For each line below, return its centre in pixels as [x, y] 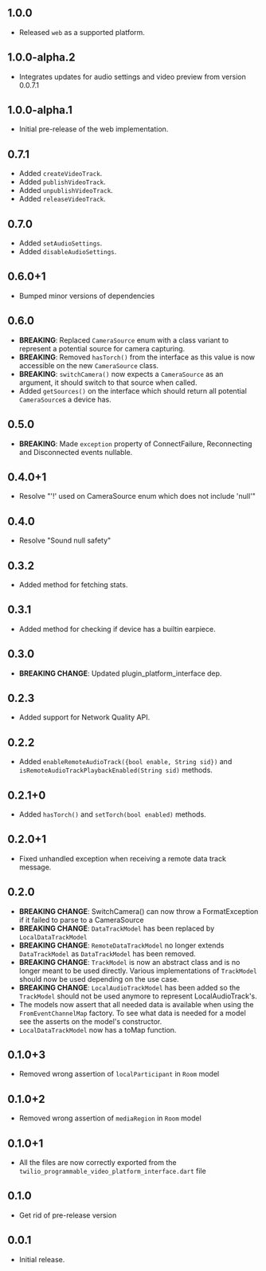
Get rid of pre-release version [68, 1215]
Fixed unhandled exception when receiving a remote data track [122, 858]
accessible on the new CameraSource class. [89, 365]
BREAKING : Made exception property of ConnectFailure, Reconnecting [135, 443]
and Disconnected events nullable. [76, 452]
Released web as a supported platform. [82, 32]
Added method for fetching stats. [73, 584]
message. [35, 867]
